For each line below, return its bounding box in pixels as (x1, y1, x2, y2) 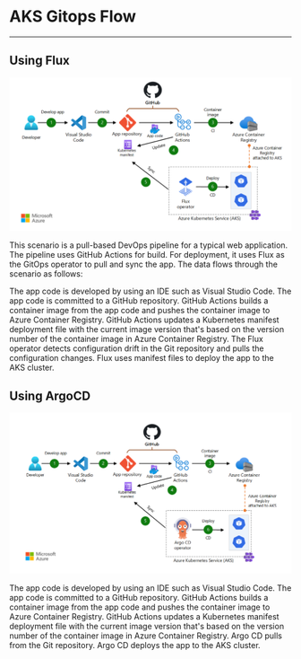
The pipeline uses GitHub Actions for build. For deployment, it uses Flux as (9, 250, 285, 260)
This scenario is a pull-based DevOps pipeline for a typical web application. (9, 240, 288, 250)
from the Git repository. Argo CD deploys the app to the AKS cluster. (9, 640, 262, 651)
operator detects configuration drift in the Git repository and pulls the (9, 343, 264, 354)
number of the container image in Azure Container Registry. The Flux (9, 334, 264, 345)
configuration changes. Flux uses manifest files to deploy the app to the (9, 353, 275, 364)
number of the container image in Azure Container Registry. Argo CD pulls (9, 630, 283, 641)
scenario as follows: (9, 268, 83, 279)
